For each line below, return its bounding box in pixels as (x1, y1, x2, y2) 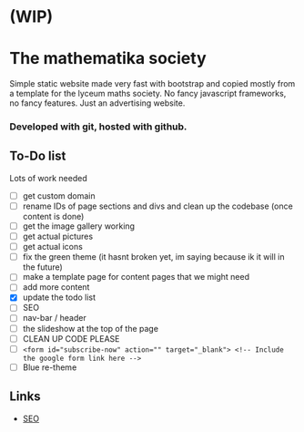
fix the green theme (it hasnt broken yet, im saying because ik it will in (22, 252, 285, 262)
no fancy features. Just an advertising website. (9, 98, 186, 108)
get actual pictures (22, 231, 94, 242)
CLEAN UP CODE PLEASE (22, 333, 120, 344)
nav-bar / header (22, 313, 86, 324)
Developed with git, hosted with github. (9, 120, 187, 133)
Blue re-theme (22, 362, 77, 373)
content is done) (22, 211, 85, 221)
